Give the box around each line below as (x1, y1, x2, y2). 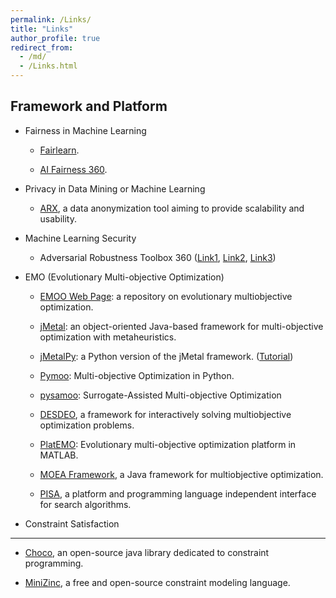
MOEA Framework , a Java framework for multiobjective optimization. (39, 468, 324, 480)
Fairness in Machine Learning (24, 124, 147, 136)
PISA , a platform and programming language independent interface (39, 487, 317, 500)
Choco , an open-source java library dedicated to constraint (24, 546, 270, 558)
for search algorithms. (39, 498, 132, 510)
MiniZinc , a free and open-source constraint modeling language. (24, 576, 291, 588)
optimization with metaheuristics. (39, 331, 177, 343)
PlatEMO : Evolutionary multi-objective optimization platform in (39, 438, 297, 450)
